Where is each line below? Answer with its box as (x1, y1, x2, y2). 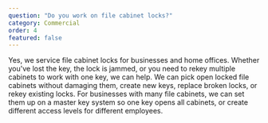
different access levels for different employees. (8, 106, 164, 116)
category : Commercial (8, 19, 81, 27)
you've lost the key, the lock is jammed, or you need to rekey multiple (8, 64, 236, 74)
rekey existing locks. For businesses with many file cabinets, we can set (8, 89, 245, 99)
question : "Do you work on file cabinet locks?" (8, 11, 173, 20)
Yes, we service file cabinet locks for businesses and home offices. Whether (8, 56, 260, 65)
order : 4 (8, 26, 37, 34)
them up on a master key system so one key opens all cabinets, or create (8, 98, 249, 107)
